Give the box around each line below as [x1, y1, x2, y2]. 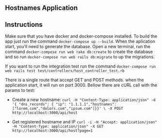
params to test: [5, 87, 35, 93]
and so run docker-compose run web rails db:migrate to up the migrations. [5, 54, 155, 60]
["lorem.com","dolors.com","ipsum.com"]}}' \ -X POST [12, 106, 123, 111]
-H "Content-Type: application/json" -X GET [12, 124, 104, 129]
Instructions [5, 20, 43, 29]
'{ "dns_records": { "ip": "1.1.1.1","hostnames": [12, 102, 117, 107]
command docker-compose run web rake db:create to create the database [5, 49, 153, 55]
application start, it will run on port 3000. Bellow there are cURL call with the [5, 82, 158, 88]
